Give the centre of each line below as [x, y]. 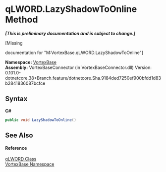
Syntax [16, 99]
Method [22, 20]
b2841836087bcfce [25, 83]
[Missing [14, 43]
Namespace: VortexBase [31, 62]
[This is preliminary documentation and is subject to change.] [70, 33]
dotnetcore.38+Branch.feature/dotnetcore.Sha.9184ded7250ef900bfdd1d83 [83, 78]
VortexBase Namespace [30, 164]
